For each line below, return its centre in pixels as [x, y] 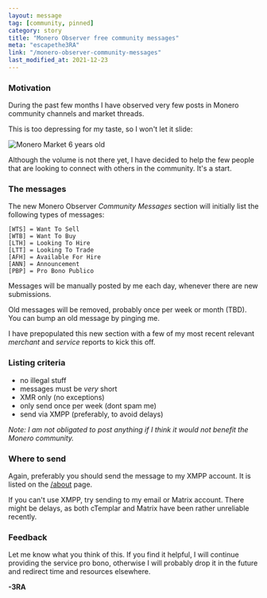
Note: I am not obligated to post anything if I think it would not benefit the [128, 429]
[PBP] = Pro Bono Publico [51, 272]
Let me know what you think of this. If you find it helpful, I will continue [124, 555]
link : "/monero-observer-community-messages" [85, 53]
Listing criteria [37, 363]
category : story [35, 30]
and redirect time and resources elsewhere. [79, 572]
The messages [37, 190]
